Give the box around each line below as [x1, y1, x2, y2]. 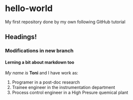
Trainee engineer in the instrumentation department [12, 85, 115, 90]
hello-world [5, 3, 53, 14]
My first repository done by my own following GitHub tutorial [5, 19, 126, 25]
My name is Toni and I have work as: [5, 70, 78, 76]
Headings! [5, 33, 37, 41]
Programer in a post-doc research [12, 79, 80, 85]
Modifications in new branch [5, 47, 74, 54]
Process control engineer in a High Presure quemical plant [12, 90, 128, 96]
